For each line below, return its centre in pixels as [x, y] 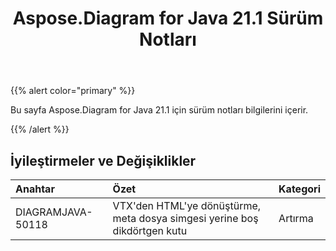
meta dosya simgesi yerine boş [185, 218]
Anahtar [35, 189]
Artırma [296, 218]
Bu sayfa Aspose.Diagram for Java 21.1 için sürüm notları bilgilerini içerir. [159, 110]
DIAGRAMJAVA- [54, 212]
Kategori [299, 189]
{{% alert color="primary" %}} [73, 91]
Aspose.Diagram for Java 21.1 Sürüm [168, 18]
